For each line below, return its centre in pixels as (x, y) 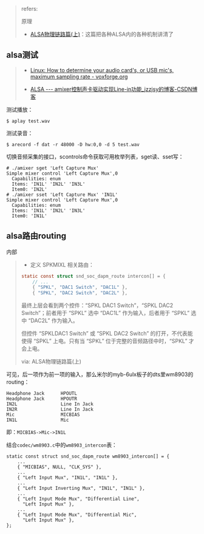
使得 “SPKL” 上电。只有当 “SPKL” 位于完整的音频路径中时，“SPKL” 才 (107, 341)
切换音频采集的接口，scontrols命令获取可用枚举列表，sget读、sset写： (95, 157)
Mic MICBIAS (43, 415)
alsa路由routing (36, 236)
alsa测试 (22, 55)
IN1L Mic (38, 420)
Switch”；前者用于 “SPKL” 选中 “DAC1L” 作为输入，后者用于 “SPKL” (105, 313)
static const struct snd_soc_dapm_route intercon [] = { (93, 276)
